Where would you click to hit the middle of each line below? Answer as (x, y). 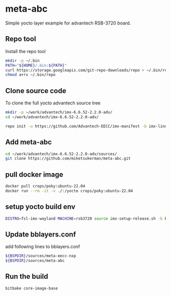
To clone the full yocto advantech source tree (53, 103)
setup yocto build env (40, 207)
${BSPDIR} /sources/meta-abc (35, 261)
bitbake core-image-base (32, 288)
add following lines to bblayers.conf (43, 247)
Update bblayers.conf (41, 234)
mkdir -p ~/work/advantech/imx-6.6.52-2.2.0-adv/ (59, 113)
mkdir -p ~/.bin (22, 61)
